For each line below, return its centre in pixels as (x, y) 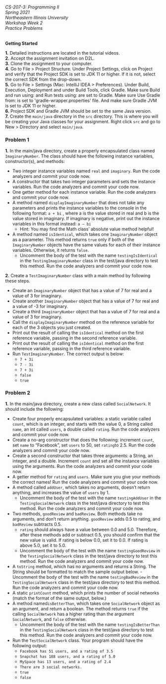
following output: (29, 645)
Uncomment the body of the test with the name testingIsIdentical (88, 255)
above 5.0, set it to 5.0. (43, 545)
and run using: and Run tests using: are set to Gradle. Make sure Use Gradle (83, 95)
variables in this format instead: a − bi (52, 224)
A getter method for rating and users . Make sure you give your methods (86, 476)
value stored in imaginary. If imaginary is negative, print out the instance (86, 218)
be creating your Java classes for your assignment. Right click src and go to (83, 122)
